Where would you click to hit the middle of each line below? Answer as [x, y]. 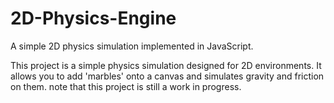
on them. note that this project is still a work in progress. [126, 86]
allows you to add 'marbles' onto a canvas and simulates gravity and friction [167, 76]
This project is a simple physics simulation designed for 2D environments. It [166, 65]
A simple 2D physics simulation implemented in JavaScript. [132, 46]
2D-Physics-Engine [93, 18]
